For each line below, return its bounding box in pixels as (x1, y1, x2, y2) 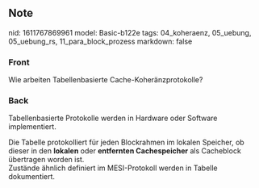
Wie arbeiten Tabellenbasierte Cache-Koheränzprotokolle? (8, 75, 203, 85)
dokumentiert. (8, 172, 55, 182)
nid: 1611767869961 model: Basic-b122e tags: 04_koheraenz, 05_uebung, (8, 27, 252, 37)
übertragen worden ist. (8, 155, 85, 165)
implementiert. (8, 122, 56, 132)
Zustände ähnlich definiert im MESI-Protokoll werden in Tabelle (8, 163, 218, 173)
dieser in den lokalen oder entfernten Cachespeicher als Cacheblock (8, 146, 242, 156)
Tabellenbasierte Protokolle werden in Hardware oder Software (8, 113, 218, 123)
